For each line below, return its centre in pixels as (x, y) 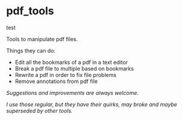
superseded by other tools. (40, 110)
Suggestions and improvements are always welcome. (73, 93)
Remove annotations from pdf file (56, 81)
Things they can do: (31, 50)
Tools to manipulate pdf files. (42, 39)
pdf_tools (30, 11)
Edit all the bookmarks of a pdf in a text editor (71, 62)
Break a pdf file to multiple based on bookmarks (74, 68)
